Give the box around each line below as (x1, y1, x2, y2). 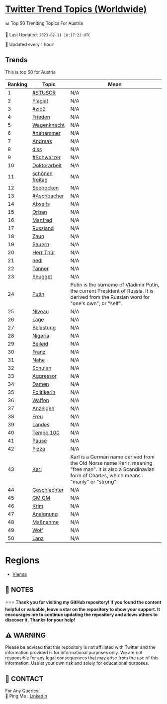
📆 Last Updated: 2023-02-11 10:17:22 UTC (5, 31, 91, 38)
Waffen (32, 397, 49, 404)
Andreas (32, 138, 52, 145)
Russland (32, 225, 54, 232)
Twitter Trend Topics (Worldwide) (5, 3, 147, 15)
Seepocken (32, 184, 59, 191)
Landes (32, 421, 50, 428)
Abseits (32, 200, 50, 207)
